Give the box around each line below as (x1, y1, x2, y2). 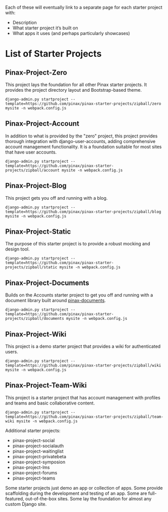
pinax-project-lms (12, 464, 50, 470)
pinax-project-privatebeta (12, 453, 67, 459)
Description (12, 20, 37, 25)
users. (5, 349, 19, 355)
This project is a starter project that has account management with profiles (5, 394, 160, 400)
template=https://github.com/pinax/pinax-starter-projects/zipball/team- (5, 414, 164, 419)
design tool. (5, 246, 30, 252)
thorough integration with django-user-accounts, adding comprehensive (5, 138, 155, 144)
